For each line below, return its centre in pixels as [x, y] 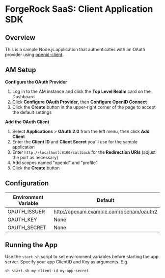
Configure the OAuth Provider [36, 82]
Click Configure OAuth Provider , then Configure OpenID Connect [80, 102]
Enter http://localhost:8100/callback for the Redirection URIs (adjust [84, 152]
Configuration [27, 183]
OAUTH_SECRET [27, 227]
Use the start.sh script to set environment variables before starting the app [82, 257]
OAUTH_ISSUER [26, 211]
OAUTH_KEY [22, 220]
